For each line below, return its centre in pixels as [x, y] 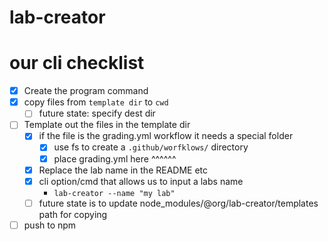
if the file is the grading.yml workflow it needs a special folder [166, 136]
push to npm [50, 225]
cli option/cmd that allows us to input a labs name [141, 181]
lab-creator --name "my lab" [114, 193]
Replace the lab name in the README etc [123, 170]
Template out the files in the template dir [107, 125]
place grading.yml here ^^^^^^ [115, 158]
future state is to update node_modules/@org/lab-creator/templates [178, 203]
